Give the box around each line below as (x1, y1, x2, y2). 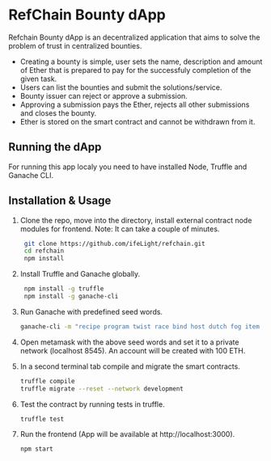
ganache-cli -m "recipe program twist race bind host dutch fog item (19, 322, 260, 331)
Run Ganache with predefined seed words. (19, 307, 163, 316)
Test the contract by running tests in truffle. (19, 399, 165, 409)
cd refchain (23, 247, 65, 256)
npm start (19, 445, 54, 454)
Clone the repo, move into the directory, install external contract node (19, 215, 252, 225)
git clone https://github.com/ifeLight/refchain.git (23, 239, 205, 247)
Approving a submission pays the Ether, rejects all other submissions (19, 99, 250, 109)
